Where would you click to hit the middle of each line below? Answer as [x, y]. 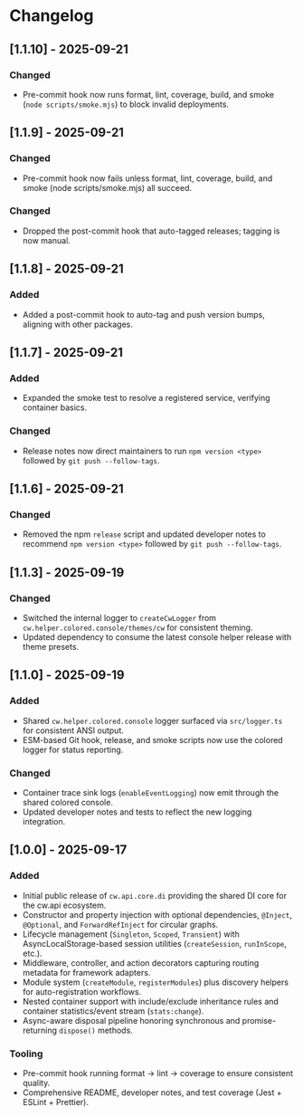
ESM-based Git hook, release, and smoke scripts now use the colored [152, 739]
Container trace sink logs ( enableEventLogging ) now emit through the [150, 792]
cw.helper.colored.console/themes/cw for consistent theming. [137, 627]
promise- [259, 1020]
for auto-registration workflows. [82, 991]
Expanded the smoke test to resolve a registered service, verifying [146, 398]
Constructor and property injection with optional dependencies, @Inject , [157, 914]
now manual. [46, 240]
